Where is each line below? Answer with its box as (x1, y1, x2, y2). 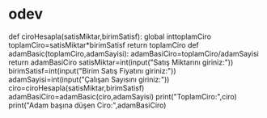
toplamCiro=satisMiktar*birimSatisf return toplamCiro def (8, 40, 200, 49)
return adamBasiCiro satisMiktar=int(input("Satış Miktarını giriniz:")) (8, 57, 234, 67)
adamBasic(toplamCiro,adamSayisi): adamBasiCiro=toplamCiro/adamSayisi (8, 48, 259, 58)
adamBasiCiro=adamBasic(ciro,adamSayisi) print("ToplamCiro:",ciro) (8, 91, 237, 101)
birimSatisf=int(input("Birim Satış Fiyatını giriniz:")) (8, 65, 176, 75)
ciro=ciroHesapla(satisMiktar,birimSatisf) (8, 82, 145, 93)
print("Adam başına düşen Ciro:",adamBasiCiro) (8, 100, 167, 110)
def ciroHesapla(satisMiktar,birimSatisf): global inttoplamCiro (8, 32, 212, 41)
